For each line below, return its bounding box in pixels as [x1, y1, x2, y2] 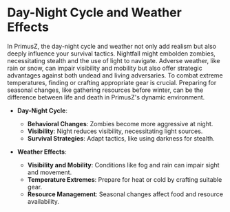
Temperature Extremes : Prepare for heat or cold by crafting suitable [27, 175, 222, 183]
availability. [27, 197, 60, 205]
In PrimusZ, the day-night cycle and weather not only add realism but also [7, 42, 217, 50]
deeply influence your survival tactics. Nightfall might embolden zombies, [7, 49, 216, 58]
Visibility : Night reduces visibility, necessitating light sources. [27, 127, 203, 135]
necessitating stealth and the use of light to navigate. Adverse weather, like [7, 56, 220, 64]
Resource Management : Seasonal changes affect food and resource [27, 190, 224, 198]
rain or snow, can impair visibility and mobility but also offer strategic [7, 64, 202, 72]
